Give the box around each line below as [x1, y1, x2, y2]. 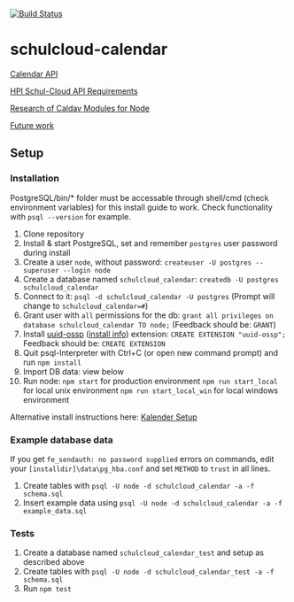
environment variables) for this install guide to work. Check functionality [10, 202, 273, 212]
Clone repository [22, 228, 85, 239]
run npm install [22, 357, 82, 367]
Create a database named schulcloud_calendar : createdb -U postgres [22, 274, 279, 284]
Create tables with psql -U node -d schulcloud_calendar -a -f [22, 480, 255, 490]
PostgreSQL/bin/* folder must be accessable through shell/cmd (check [10, 192, 269, 203]
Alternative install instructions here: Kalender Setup [10, 412, 197, 422]
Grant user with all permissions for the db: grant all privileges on [22, 310, 274, 320]
